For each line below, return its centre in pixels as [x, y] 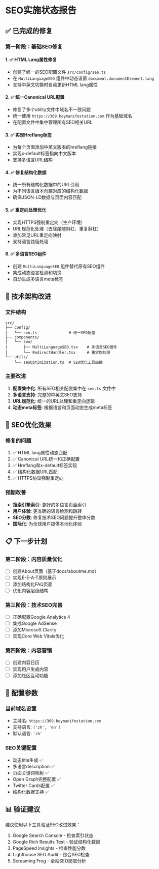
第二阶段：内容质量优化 [34, 559]
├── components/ [22, 337]
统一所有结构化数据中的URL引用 [46, 185]
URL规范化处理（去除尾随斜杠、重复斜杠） [57, 228]
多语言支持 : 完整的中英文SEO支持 [47, 394]
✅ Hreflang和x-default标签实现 [45, 466]
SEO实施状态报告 [41, 10]
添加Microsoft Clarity [34, 630]
